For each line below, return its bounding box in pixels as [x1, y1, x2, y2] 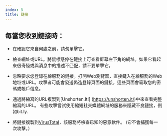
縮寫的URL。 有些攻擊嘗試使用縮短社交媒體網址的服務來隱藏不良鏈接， [12, 103, 158, 109]
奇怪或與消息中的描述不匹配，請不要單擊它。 [21, 63, 113, 69]
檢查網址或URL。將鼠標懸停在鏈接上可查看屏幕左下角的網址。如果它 [12, 56, 153, 62]
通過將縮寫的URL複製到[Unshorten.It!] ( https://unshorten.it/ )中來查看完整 [12, 96, 162, 102]
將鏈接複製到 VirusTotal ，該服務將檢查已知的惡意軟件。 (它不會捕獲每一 [12, 119, 159, 125]
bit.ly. [16, 109, 28, 115]
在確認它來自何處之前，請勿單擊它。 [12, 46, 87, 52]
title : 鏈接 [5, 12, 28, 17]
